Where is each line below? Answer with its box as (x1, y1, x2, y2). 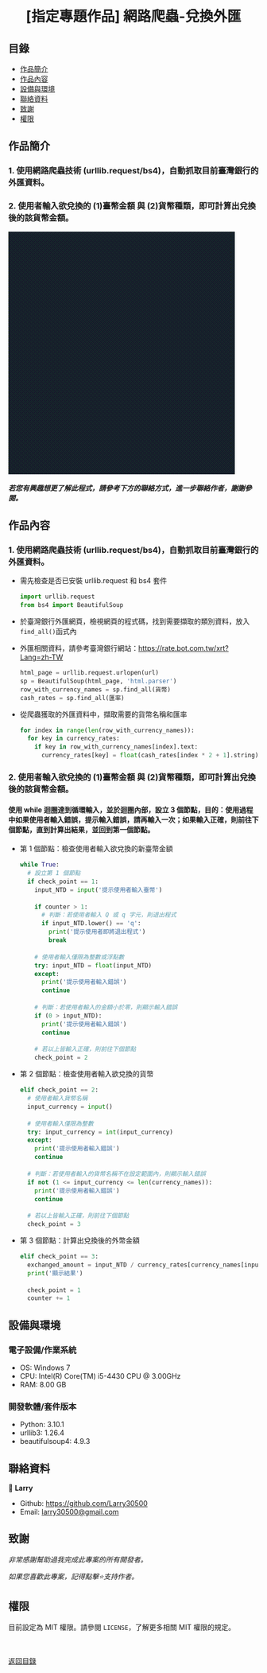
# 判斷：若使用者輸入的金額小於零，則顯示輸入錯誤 (34, 1003, 178, 1012)
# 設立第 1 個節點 (27, 870, 81, 877)
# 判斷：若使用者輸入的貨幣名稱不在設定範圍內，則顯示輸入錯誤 (27, 1169, 207, 1177)
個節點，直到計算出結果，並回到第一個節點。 (8, 824, 155, 835)
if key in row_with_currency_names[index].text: (34, 743, 199, 751)
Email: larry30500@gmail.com (19, 1508, 119, 1517)
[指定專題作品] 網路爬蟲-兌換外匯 (25, 8, 242, 25)
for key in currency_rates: (27, 734, 121, 743)
